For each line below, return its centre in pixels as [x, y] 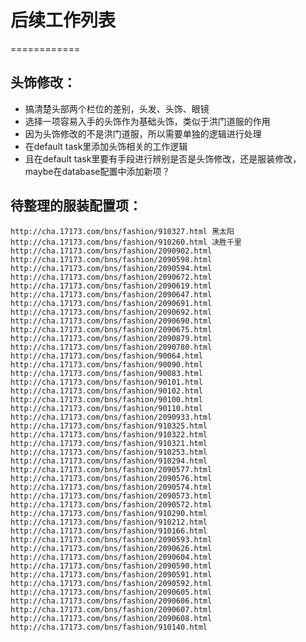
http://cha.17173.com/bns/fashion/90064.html [106, 356]
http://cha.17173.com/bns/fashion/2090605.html [111, 592]
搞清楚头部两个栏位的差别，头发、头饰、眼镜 [117, 108]
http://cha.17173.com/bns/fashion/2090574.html [111, 487]
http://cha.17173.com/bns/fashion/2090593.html [111, 539]
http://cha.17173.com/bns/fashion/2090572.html [111, 504]
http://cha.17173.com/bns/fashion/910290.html [109, 513]
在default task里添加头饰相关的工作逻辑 [106, 146]
